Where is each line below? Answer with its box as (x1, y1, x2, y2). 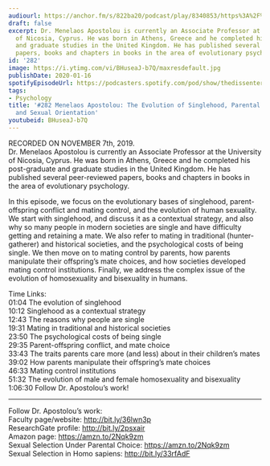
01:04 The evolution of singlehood (8, 297, 122, 307)
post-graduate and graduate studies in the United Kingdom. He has (8, 164, 231, 174)
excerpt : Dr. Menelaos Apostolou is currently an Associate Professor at (8, 27, 261, 35)
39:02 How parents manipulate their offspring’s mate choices (8, 357, 211, 366)
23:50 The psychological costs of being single (8, 331, 162, 341)
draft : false (8, 19, 52, 27)
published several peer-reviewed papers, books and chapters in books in (8, 172, 251, 182)
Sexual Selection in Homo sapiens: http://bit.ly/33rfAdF (8, 448, 190, 458)
